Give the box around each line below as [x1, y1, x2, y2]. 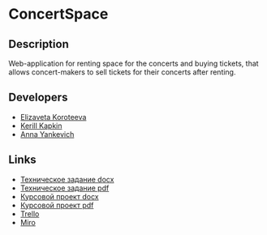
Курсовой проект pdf [19, 200, 94, 210]
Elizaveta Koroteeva [19, 112, 87, 122]
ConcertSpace [8, 5, 109, 23]
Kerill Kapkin [19, 121, 62, 130]
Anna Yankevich [19, 129, 75, 139]
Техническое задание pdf [19, 183, 110, 193]
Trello [19, 208, 40, 219]
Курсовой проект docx [19, 191, 99, 201]
